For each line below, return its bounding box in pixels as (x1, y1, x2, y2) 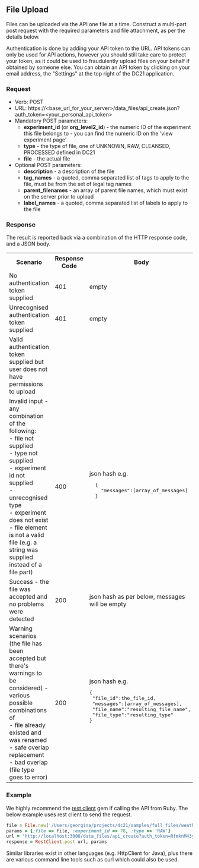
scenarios (9, 632, 37, 640)
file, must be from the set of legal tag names (23, 181, 132, 188)
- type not (9, 449, 38, 457)
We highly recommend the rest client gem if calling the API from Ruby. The (6, 804, 188, 812)
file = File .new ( (6, 822, 49, 828)
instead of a (9, 561, 43, 569)
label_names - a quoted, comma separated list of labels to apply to (23, 199, 188, 207)
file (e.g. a (9, 538, 37, 546)
